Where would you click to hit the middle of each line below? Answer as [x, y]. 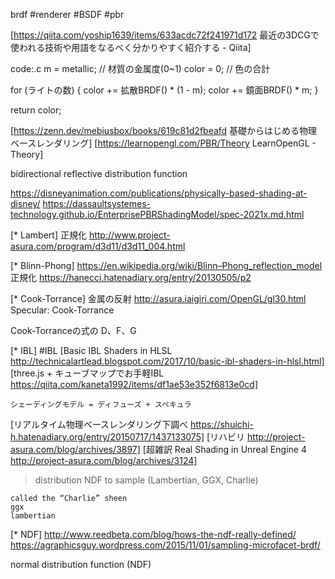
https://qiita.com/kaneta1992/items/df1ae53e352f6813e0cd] [134, 384]
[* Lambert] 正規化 [48, 235]
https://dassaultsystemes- [97, 203]
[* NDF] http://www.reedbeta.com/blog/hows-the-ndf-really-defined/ [153, 534]
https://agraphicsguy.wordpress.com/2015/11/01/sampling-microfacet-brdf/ [165, 545]
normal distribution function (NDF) [81, 564]
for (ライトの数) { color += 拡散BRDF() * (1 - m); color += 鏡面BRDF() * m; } [164, 90]
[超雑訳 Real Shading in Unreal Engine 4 [224, 449]
